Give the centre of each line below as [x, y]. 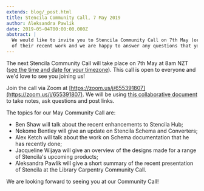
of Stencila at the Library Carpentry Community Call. [81, 169]
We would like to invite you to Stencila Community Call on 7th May [100, 40]
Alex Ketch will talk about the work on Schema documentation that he [102, 137]
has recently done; [39, 144]
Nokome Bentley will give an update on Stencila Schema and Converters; [106, 131]
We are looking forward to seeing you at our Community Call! [83, 181]
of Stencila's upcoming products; [56, 156]
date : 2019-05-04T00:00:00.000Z [47, 29]
